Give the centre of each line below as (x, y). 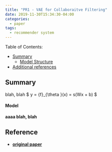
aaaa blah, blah (21, 117)
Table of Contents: (24, 47)
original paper (27, 144)
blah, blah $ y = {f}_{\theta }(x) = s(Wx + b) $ (51, 94)
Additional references (34, 67)
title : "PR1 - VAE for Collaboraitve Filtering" (56, 10)
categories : (17, 19)
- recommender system (32, 33)
